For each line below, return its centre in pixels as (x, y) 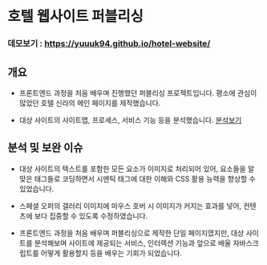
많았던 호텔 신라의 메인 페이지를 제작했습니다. (90, 103)
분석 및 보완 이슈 (45, 148)
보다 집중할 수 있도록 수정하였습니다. (91, 216)
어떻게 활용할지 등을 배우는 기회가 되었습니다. (111, 253)
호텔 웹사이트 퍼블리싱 (75, 16)
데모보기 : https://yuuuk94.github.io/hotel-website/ (109, 43)
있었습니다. (36, 189)
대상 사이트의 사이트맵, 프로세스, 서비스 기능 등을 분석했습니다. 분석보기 (130, 120)
